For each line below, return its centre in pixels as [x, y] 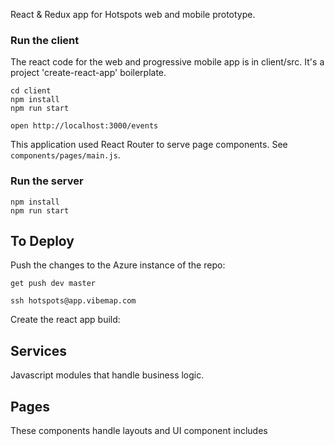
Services [39, 350]
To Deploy [42, 240]
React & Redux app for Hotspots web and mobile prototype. [133, 14]
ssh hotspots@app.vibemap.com [73, 301]
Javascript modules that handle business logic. [107, 375]
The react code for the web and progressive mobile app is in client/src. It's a [167, 62]
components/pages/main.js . [65, 155]
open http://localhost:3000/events [84, 126]
